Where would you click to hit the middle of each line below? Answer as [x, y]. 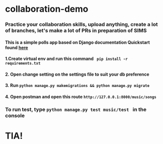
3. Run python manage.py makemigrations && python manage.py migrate [77, 86]
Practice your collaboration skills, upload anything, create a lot [81, 25]
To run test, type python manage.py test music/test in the [76, 109]
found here [17, 47]
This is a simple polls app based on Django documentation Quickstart [78, 42]
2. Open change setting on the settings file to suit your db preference [77, 74]
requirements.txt [23, 63]
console [15, 115]
